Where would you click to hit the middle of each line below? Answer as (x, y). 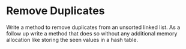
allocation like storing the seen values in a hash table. (72, 40)
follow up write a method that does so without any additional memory (92, 33)
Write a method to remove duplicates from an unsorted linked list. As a (93, 27)
